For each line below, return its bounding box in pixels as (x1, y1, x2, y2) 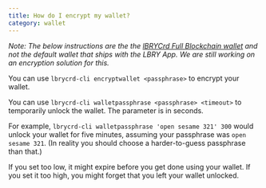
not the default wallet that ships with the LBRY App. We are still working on (8, 49, 256, 59)
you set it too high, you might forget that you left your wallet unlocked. (8, 170, 240, 180)
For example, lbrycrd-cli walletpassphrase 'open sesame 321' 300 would (8, 121, 254, 131)
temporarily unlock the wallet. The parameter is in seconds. (8, 105, 204, 116)
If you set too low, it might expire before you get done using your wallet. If (8, 162, 251, 171)
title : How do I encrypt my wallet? (8, 11, 130, 20)
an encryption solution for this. (8, 57, 109, 68)
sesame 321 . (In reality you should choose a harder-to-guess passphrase (8, 138, 246, 147)
